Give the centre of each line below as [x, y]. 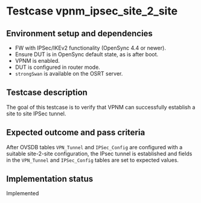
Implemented [23, 193]
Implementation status [50, 179]
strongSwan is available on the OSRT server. [69, 73]
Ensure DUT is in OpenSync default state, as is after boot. [87, 54]
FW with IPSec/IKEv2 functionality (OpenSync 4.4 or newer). [90, 48]
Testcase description [47, 93]
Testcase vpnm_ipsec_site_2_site [92, 11]
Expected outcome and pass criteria [76, 133]
